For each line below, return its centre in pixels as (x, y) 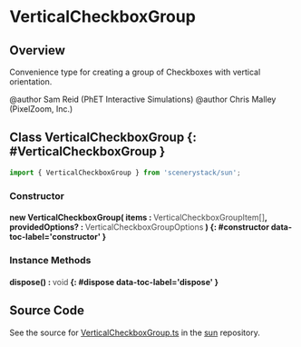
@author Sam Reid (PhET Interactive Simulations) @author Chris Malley (143, 99)
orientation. (31, 82)
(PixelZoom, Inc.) (41, 109)
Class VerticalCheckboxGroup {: (103, 138)
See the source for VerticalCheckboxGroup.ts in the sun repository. (135, 332)
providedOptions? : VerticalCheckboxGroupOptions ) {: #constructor (140, 227)
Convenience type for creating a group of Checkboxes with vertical (135, 72)
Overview (38, 50)
